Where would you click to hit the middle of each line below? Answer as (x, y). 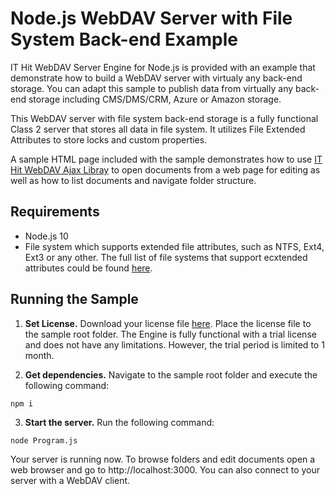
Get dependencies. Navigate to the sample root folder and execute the (171, 374)
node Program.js (44, 440)
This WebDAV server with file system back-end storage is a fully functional (164, 118)
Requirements (55, 212)
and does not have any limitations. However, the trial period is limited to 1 (174, 344)
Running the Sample (74, 299)
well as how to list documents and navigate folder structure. (133, 180)
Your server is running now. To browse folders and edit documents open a (163, 459)
